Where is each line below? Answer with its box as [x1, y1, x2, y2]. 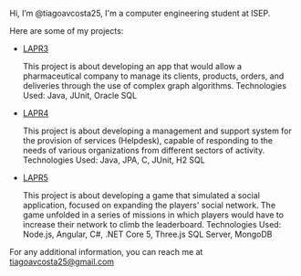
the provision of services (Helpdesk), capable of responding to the [22, 135, 274, 145]
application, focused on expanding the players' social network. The [22, 200, 276, 210]
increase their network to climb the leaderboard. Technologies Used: [22, 219, 282, 229]
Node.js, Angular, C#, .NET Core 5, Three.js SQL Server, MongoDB [22, 228, 273, 239]
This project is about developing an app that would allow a [22, 61, 243, 71]
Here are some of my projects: [9, 26, 124, 36]
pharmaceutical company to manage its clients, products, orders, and [22, 70, 285, 81]
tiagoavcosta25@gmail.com [9, 256, 115, 267]
